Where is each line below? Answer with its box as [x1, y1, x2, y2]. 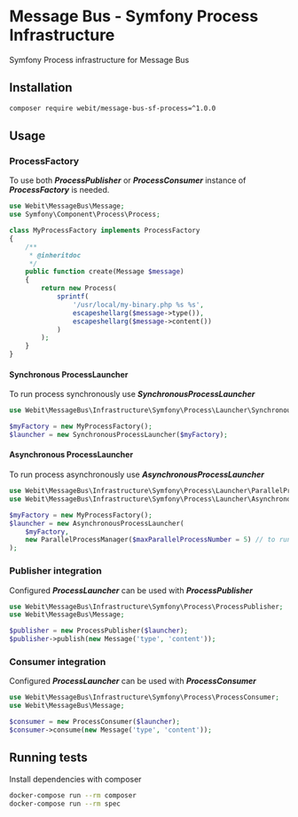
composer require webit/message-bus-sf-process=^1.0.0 [9, 104, 216, 113]
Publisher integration [9, 565, 102, 577]
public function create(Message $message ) [25, 267, 184, 276]
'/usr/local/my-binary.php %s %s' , [72, 300, 204, 309]
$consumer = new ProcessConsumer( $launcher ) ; [9, 718, 180, 726]
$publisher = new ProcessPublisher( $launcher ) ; [9, 626, 189, 636]
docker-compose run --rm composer [9, 790, 137, 800]
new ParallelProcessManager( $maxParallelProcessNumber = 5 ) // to [25, 535, 276, 544]
